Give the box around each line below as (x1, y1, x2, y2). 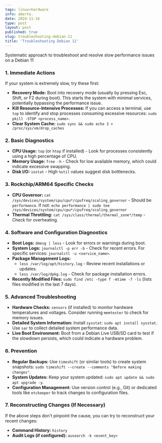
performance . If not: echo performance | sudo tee (12, 202, 110, 208)
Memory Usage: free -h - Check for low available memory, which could (12, 158, 157, 164)
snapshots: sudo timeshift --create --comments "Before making (12, 364, 142, 370)
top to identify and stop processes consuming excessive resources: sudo (12, 110, 157, 117)
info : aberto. (5, 12, 34, 17)
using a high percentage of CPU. (12, 153, 77, 159)
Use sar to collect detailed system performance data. (12, 325, 118, 331)
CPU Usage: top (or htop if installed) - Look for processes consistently (12, 148, 153, 154)
